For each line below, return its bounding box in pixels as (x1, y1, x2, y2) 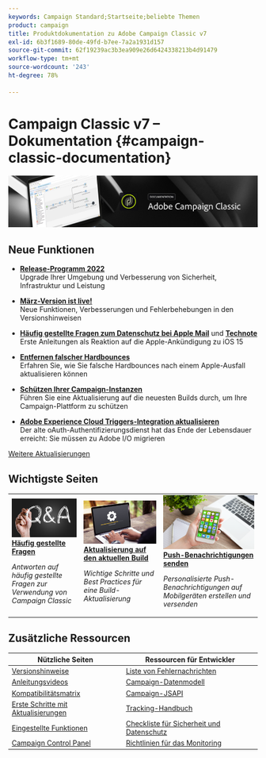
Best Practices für (83, 577, 142, 587)
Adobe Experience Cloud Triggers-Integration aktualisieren (19, 417, 220, 426)
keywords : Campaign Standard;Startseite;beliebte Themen (8, 13, 200, 21)
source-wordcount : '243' (8, 63, 90, 71)
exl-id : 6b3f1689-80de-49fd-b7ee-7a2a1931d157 (8, 38, 165, 46)
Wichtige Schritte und (83, 568, 154, 579)
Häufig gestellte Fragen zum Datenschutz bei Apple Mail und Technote (19, 329, 258, 338)
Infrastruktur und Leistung (19, 281, 105, 291)
